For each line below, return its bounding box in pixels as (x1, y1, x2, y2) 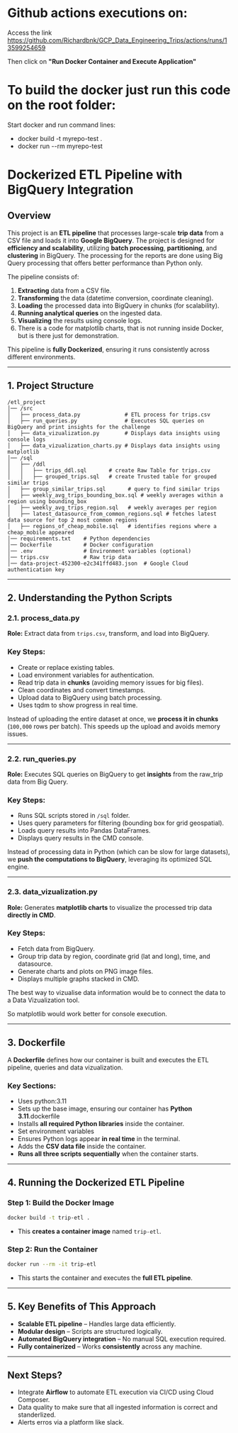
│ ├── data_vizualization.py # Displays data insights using (7, 429, 220, 437)
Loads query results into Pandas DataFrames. (17, 826, 151, 835)
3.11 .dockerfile (17, 1111, 60, 1120)
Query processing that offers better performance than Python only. (7, 259, 203, 267)
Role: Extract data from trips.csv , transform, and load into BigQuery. (7, 629, 210, 638)
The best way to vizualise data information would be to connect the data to (7, 988, 226, 996)
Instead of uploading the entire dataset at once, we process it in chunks (7, 714, 219, 723)
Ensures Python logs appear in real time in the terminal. (17, 1134, 181, 1142)
